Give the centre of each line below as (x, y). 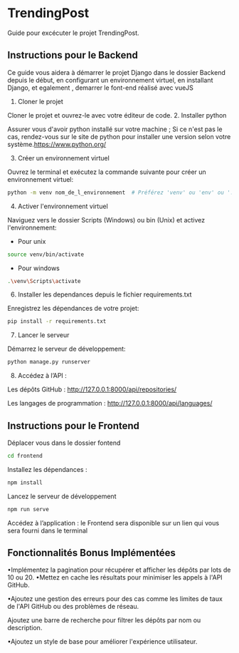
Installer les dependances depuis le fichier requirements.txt (105, 294)
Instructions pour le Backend (73, 55)
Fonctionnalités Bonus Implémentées (91, 553)
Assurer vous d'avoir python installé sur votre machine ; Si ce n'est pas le (115, 129)
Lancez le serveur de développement (62, 496)
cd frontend (25, 456)
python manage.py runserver (49, 362)
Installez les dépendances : (47, 469)
